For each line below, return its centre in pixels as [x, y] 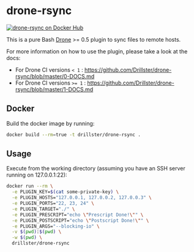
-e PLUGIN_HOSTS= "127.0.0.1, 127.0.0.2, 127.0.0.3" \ [82, 198]
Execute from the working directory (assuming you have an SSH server [96, 169]
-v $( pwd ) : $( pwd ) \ [37, 232]
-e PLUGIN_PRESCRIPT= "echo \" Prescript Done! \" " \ [78, 215]
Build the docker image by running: [50, 123]
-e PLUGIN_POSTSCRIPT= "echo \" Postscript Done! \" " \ [80, 220]
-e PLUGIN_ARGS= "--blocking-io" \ [56, 226]
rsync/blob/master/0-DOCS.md [55, 76]
